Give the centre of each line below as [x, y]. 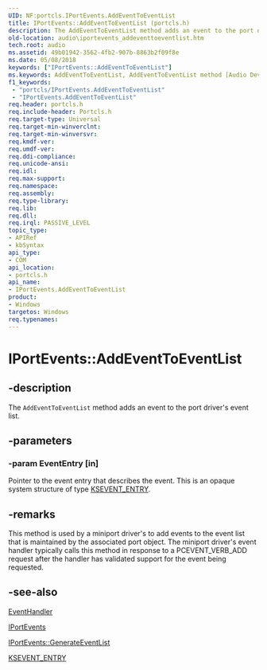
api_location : [32, 268]
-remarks [32, 514]
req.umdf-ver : [32, 149]
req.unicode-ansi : [39, 164]
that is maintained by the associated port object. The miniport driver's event [132, 542]
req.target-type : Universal [55, 120]
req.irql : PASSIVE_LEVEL [49, 223]
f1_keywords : [30, 82]
